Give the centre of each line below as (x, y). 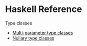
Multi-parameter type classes (43, 32)
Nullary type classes (33, 38)
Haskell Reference (43, 9)
